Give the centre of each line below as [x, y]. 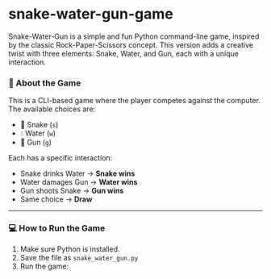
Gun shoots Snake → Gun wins [72, 191]
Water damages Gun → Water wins [79, 182]
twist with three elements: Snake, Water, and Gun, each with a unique [124, 53]
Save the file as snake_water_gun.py [79, 257]
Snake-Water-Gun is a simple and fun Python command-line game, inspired [134, 36]
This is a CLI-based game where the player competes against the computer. [134, 101]
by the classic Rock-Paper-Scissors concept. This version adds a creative [131, 44]
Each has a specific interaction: [60, 158]
